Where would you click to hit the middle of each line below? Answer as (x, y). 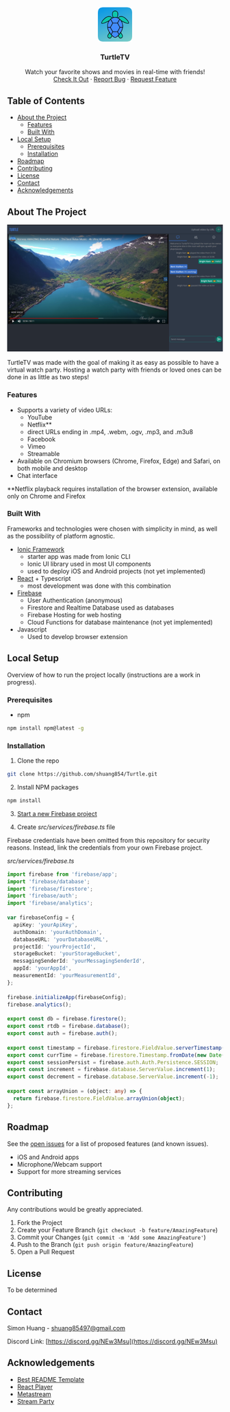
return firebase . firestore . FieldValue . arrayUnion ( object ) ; (99, 1098)
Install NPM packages (48, 787)
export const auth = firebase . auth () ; (62, 1033)
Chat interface (37, 475)
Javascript (32, 629)
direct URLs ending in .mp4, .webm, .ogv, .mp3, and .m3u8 (110, 431)
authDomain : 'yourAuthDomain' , (58, 932)
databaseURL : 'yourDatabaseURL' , (61, 940)
